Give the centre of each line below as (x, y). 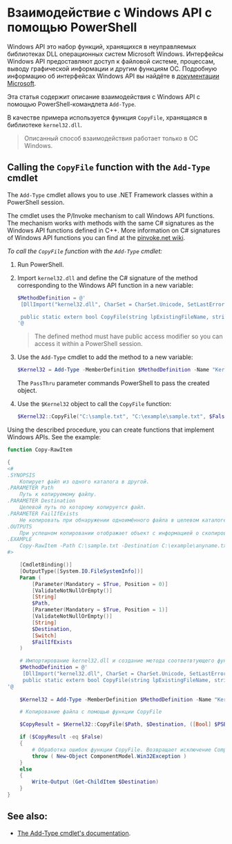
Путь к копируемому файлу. (58, 495)
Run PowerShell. (40, 264)
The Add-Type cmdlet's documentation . (74, 833)
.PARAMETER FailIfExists (43, 513)
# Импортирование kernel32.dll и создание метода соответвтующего (117, 661)
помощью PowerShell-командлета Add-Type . (72, 104)
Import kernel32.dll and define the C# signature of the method (107, 277)
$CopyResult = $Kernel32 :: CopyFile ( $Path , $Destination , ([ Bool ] (116, 724)
